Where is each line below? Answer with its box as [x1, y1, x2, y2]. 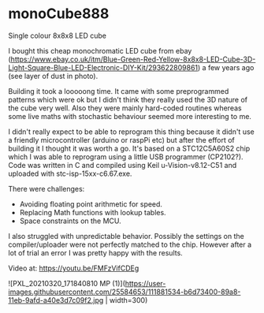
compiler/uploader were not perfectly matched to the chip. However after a [8, 240, 252, 249]
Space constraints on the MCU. [19, 216, 122, 225]
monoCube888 [8, 5, 110, 23]
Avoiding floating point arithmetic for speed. [19, 199, 163, 209]
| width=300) [105, 295, 148, 304]
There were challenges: [8, 184, 85, 193]
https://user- [125, 278, 166, 288]
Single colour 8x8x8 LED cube [8, 31, 106, 40]
